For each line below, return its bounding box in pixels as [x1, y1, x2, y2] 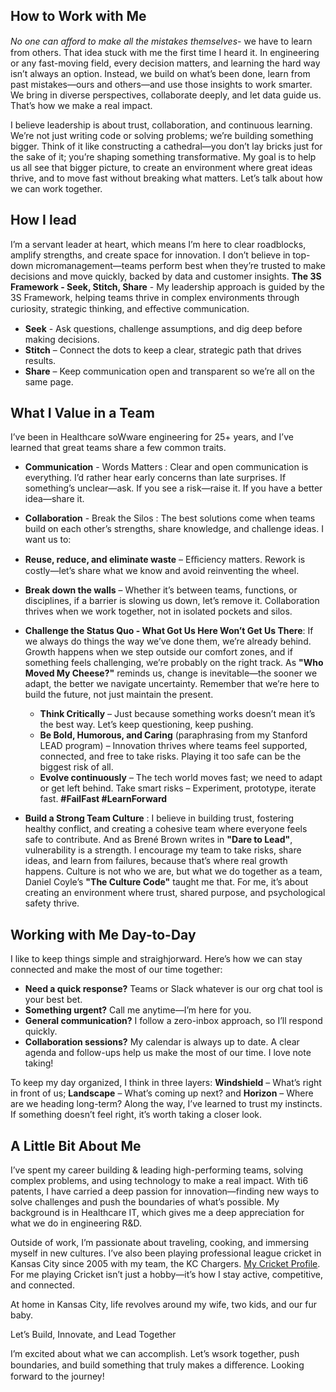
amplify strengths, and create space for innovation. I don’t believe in [10, 249, 291, 261]
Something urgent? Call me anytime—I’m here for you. [24, 1004, 252, 1016]
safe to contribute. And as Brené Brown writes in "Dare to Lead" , [24, 834, 293, 846]
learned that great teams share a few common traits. [10, 442, 227, 454]
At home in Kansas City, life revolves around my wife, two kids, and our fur [10, 1299, 318, 1311]
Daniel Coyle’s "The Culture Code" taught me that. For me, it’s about [24, 876, 309, 888]
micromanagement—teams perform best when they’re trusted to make [35, 259, 326, 271]
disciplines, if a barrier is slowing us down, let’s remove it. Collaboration [24, 595, 320, 607]
